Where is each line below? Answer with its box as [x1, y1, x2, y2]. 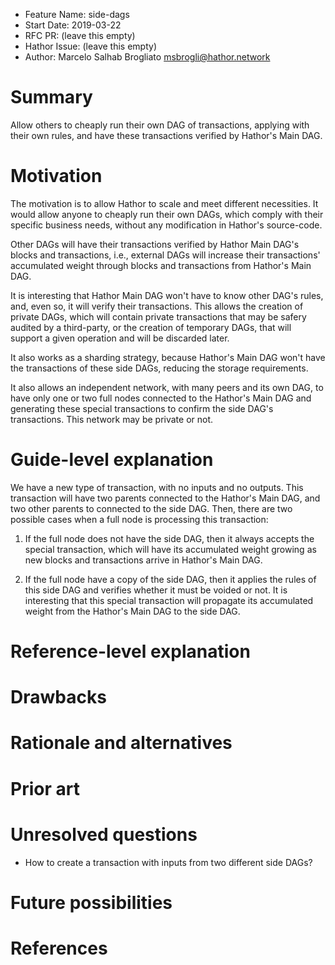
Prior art [10, 777, 80, 800]
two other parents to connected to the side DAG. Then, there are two [10, 502, 293, 514]
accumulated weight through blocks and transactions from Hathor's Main [10, 259, 312, 271]
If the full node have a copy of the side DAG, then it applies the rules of [24, 573, 317, 585]
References [10, 937, 108, 959]
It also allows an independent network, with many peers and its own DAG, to [10, 381, 324, 393]
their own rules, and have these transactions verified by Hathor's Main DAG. [10, 129, 323, 141]
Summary [10, 86, 93, 109]
